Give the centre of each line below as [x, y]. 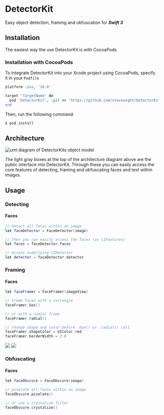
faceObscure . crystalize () [31, 407]
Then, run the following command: [40, 114]
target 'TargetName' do [29, 96]
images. [13, 175]
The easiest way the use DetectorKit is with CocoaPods [61, 49]
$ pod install [20, 123]
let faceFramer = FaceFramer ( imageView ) [47, 292]
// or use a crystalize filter [37, 403]
